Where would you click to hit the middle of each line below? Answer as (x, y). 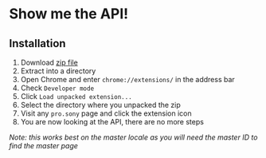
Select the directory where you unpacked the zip (101, 105)
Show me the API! (69, 14)
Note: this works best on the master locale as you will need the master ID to (133, 137)
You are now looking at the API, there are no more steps (112, 122)
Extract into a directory (58, 71)
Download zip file (49, 62)
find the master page (44, 146)
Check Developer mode (57, 88)
